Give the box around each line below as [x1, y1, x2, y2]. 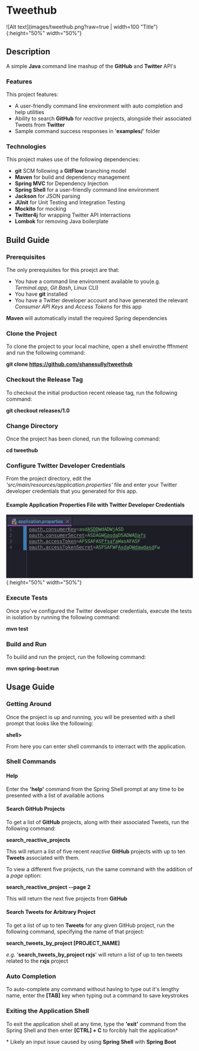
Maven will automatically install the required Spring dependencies [6, 315, 168, 322]
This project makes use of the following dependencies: [6, 156, 140, 163]
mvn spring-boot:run [6, 664, 59, 672]
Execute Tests [6, 594, 48, 602]
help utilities [14, 109, 44, 116]
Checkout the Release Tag [6, 375, 84, 384]
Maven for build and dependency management [14, 173, 130, 181]
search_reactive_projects [6, 836, 70, 843]
